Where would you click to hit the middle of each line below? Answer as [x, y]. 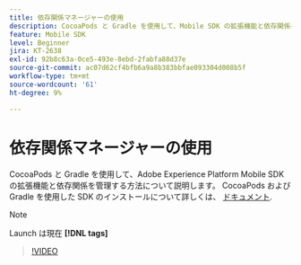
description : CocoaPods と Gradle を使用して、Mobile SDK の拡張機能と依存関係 [150, 26]
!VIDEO [44, 252]
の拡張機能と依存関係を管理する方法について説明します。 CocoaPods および [150, 186]
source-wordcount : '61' [54, 84]
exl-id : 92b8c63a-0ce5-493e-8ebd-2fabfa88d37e [98, 59]
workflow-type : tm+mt [50, 76]
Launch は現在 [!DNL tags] [59, 234]
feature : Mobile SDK [48, 34]
